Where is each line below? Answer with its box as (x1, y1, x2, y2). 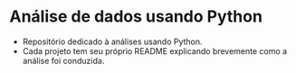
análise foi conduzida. (22, 55, 105, 66)
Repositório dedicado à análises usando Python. (22, 36, 203, 47)
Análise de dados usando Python (9, 6, 263, 27)
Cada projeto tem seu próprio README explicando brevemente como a (22, 45, 288, 56)
